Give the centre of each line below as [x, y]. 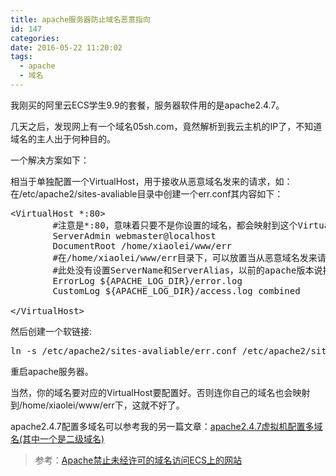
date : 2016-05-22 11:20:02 [66, 47]
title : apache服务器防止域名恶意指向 [80, 19]
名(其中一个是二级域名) [57, 438]
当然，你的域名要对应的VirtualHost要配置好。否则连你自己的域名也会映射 [160, 392]
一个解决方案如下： [50, 160]
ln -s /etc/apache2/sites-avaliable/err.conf [124, 350]
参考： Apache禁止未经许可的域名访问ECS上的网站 [138, 460]
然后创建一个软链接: [51, 331]
